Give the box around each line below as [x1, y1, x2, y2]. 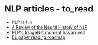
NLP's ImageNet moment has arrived [11, 29, 85, 35]
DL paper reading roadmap [11, 34, 66, 40]
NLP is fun [11, 19, 32, 25]
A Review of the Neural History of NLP [11, 24, 88, 30]
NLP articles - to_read [4, 3, 94, 14]
